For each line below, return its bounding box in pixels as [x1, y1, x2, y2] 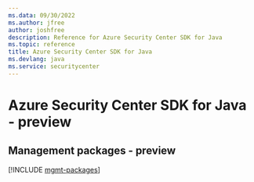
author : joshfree [8, 26, 65, 34]
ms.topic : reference [8, 41, 76, 49]
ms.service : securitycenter [8, 63, 100, 71]
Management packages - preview [8, 144, 176, 158]
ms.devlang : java [8, 56, 65, 64]
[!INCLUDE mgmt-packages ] [8, 165, 100, 174]
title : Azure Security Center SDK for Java [8, 48, 153, 56]
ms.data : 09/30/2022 [8, 11, 76, 20]
